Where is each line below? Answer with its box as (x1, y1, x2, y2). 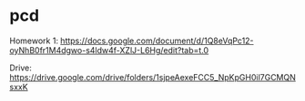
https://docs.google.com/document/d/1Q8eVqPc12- (60, 35, 254, 46)
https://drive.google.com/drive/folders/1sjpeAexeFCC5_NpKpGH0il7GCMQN (9, 71, 296, 82)
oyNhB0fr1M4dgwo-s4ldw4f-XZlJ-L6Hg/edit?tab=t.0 (9, 44, 209, 55)
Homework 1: (9, 35, 59, 46)
